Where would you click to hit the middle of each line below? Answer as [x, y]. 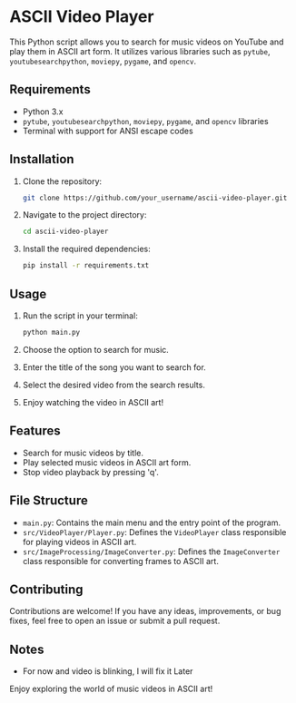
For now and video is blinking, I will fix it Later [108, 671]
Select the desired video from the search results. [114, 385]
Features [35, 431]
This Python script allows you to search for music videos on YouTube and [147, 42]
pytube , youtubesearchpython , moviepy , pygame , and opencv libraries [146, 121]
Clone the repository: [62, 181]
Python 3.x [43, 112]
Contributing [46, 589]
